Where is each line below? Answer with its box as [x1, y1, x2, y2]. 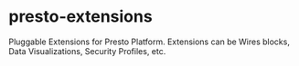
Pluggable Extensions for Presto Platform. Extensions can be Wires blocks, [8, 36, 290, 47]
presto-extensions [8, 6, 153, 27]
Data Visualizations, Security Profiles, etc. [8, 45, 166, 56]
